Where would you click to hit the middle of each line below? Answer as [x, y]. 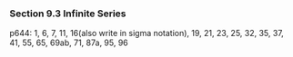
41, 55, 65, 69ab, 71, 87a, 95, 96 [69, 43]
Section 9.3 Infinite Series [68, 14]
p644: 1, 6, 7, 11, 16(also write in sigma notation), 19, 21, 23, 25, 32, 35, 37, [146, 33]
